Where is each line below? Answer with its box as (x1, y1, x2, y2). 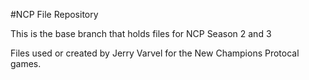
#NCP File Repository (10, 9, 99, 20)
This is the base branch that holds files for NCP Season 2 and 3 (10, 28, 272, 39)
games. (10, 58, 42, 69)
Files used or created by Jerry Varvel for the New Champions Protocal (10, 47, 300, 59)
